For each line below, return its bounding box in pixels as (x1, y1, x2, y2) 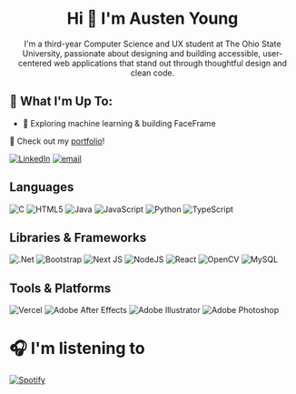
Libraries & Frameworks (9, 229, 147, 245)
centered (17, 57, 53, 68)
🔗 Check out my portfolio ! (9, 136, 105, 146)
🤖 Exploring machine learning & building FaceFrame (22, 117, 216, 128)
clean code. (130, 67, 175, 78)
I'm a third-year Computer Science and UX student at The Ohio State (24, 38, 281, 49)
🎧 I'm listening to (9, 338, 145, 359)
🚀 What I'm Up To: (9, 94, 113, 109)
